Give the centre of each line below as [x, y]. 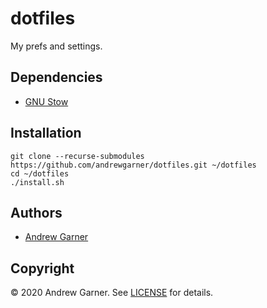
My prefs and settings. [56, 46]
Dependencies [56, 77]
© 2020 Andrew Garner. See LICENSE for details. [112, 293]
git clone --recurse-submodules [77, 156]
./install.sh [37, 182]
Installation [46, 133]
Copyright [42, 268]
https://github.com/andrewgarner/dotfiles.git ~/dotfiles [133, 165]
